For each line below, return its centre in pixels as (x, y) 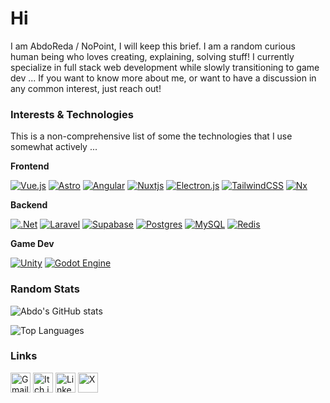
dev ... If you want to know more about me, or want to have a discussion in (163, 78)
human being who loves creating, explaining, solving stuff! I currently (152, 56)
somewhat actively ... (54, 147)
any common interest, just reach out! (86, 88)
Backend (29, 205)
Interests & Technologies (72, 114)
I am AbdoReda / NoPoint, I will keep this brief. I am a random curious (153, 46)
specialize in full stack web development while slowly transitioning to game (165, 67)
